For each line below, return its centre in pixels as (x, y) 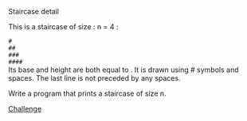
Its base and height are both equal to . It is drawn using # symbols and (123, 70)
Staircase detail (34, 11)
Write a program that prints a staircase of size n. (87, 93)
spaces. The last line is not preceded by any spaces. (94, 78)
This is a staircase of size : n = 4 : (63, 26)
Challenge (25, 109)
